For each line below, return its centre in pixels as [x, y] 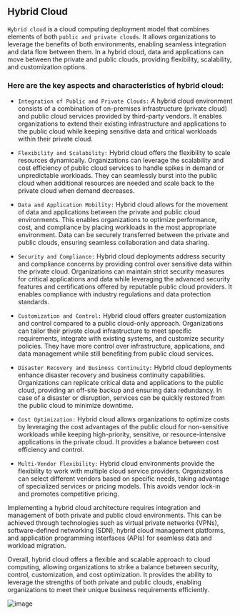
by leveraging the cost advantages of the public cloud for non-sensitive [123, 427]
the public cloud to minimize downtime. [75, 406]
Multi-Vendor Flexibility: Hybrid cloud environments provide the [116, 464]
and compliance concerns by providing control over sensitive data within [125, 264]
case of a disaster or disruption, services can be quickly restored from [121, 398]
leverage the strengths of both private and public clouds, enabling [105, 582]
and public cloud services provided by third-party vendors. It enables [120, 116]
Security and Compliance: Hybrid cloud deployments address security [121, 256]
